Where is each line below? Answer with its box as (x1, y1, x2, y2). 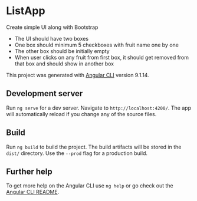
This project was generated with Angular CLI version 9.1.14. (6, 71, 149, 78)
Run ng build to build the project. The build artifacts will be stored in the (6, 143, 182, 150)
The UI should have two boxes (14, 35, 89, 42)
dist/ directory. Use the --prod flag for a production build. (6, 149, 147, 157)
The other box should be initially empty (14, 47, 110, 54)
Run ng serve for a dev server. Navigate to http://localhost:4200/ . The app (6, 104, 192, 111)
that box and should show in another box (14, 60, 114, 67)
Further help (6, 166, 53, 176)
